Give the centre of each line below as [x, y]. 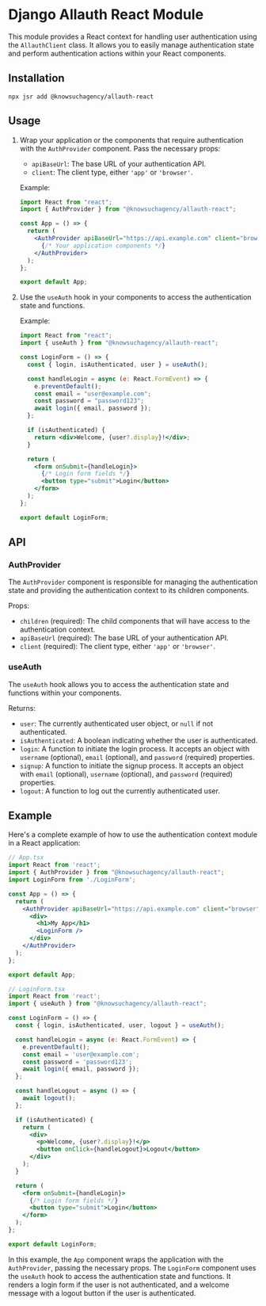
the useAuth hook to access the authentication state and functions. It [120, 1276]
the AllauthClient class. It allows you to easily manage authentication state [131, 44]
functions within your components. [65, 693]
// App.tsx [26, 857]
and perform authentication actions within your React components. [117, 53]
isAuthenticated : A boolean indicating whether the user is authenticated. [139, 740]
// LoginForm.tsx [37, 989]
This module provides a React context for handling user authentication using [133, 36]
